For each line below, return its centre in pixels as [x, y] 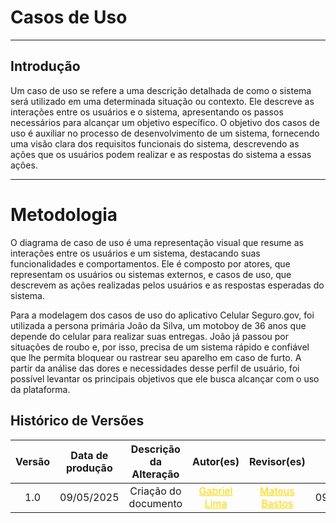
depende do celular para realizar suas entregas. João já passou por [150, 336]
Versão [33, 461]
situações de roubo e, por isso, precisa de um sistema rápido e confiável [160, 347]
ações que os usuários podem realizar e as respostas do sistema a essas [161, 154]
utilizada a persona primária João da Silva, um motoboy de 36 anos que [158, 325]
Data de [89, 455]
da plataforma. [40, 389]
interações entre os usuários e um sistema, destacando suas [135, 253]
